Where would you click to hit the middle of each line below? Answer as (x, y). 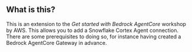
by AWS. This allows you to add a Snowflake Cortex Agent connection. (92, 30)
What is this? (31, 10)
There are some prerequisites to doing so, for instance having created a (94, 36)
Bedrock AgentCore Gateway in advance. (57, 43)
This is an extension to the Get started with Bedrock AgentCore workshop (96, 24)
